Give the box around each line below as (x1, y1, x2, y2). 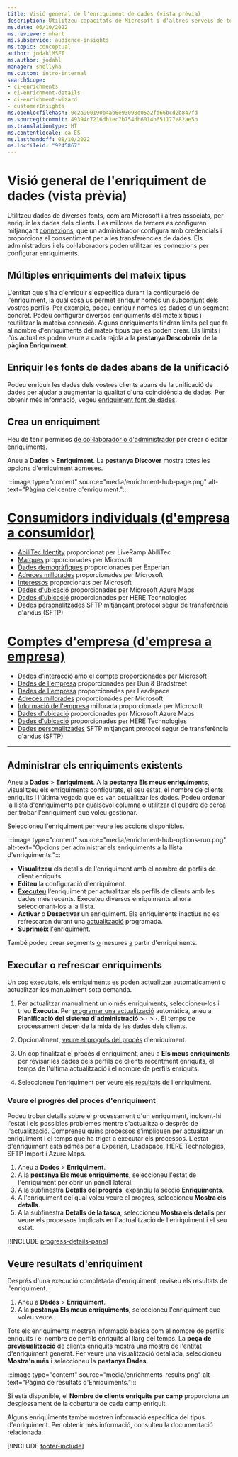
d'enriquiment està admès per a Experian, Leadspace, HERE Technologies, (7, 1142, 226, 1151)
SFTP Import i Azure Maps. (7, 1149, 86, 1158)
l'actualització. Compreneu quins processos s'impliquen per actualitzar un (7, 1127, 224, 1135)
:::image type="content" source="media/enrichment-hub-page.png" (7, 477, 208, 486)
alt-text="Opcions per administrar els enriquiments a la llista (7, 843, 183, 852)
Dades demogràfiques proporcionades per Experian (17, 563, 170, 571)
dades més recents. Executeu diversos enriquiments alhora (17, 895, 191, 903)
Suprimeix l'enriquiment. (17, 925, 91, 933)
